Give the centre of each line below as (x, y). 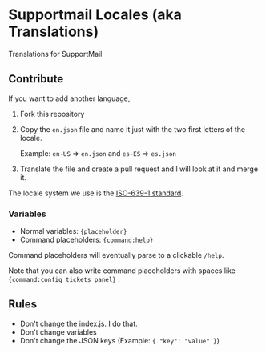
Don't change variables (58, 332)
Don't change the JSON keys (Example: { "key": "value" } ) (120, 340)
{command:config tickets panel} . (64, 279)
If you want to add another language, (69, 98)
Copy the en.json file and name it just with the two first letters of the (133, 129)
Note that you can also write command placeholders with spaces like (122, 271)
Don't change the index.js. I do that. (79, 323)
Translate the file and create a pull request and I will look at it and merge (139, 169)
